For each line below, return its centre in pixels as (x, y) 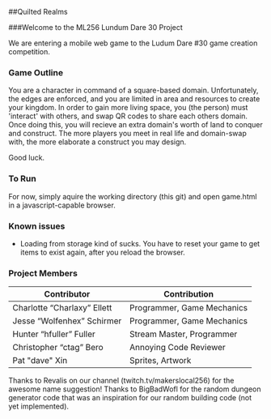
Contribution (188, 294)
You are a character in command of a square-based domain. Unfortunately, (133, 90)
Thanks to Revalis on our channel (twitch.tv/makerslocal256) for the (121, 381)
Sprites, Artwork (160, 361)
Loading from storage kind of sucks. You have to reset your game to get (140, 243)
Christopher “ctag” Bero (58, 348)
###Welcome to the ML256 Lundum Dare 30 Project (96, 27)
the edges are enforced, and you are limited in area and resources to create (134, 99)
